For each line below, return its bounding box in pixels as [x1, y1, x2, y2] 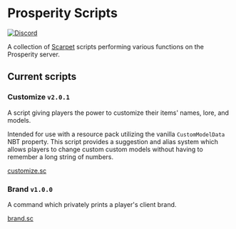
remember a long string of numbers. [7, 152, 114, 161]
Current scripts [7, 71, 77, 83]
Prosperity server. [7, 50, 61, 58]
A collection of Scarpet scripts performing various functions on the [7, 42, 205, 51]
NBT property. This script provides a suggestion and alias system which [7, 137, 219, 146]
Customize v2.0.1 [7, 92, 70, 102]
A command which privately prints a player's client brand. [7, 200, 177, 208]
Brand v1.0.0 [7, 184, 53, 194]
